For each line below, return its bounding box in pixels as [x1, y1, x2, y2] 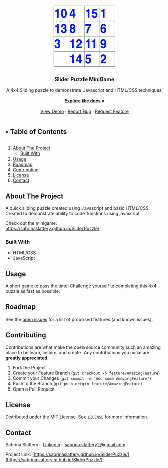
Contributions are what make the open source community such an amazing [5, 344, 161, 350]
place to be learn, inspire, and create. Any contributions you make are [5, 349, 150, 355]
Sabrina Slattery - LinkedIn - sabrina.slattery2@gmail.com [5, 442, 126, 448]
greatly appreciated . [5, 355, 49, 361]
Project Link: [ [5, 451, 34, 457]
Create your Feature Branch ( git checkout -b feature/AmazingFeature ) [12, 370, 160, 376]
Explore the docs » [64, 98, 105, 104]
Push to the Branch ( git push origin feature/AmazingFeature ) [12, 380, 142, 386]
